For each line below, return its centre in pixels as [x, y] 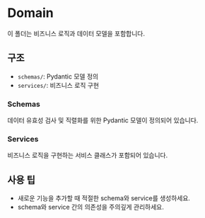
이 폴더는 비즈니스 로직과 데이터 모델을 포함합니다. [76, 33]
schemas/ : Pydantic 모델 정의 [58, 76]
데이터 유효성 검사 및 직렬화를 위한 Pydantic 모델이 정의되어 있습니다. [103, 120]
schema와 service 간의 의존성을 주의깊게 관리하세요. [91, 207]
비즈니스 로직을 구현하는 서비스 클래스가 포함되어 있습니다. [88, 155]
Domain [31, 13]
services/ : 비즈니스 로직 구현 [58, 85]
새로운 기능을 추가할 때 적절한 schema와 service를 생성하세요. [104, 198]
